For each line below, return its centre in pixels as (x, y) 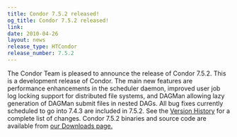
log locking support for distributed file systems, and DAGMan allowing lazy (116, 95)
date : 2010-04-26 (33, 34)
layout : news (27, 40)
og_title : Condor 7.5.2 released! (58, 20)
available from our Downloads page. (60, 126)
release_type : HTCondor (42, 47)
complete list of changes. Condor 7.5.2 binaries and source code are (107, 118)
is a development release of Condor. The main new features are (100, 81)
